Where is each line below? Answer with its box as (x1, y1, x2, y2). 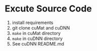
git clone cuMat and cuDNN (12, 24, 70, 30)
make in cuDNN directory (12, 35, 63, 41)
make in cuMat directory (12, 30, 61, 36)
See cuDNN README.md (12, 40, 64, 46)
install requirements (12, 19, 54, 25)
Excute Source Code (5, 3, 92, 14)
